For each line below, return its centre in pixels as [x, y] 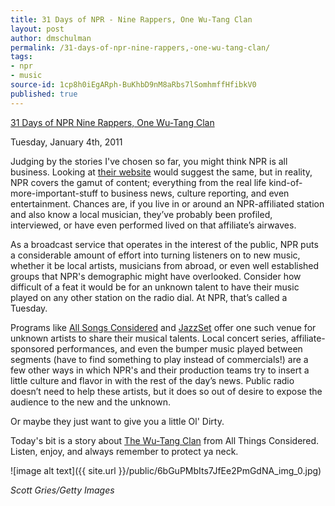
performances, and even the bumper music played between [179, 348]
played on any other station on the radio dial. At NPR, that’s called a [149, 297]
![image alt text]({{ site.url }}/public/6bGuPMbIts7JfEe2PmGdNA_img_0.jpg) [166, 470]
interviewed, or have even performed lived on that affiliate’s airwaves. [153, 225]
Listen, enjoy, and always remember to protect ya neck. [124, 451]
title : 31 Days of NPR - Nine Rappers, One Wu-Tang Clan [131, 19]
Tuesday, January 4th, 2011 [66, 142]
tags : [21, 57]
